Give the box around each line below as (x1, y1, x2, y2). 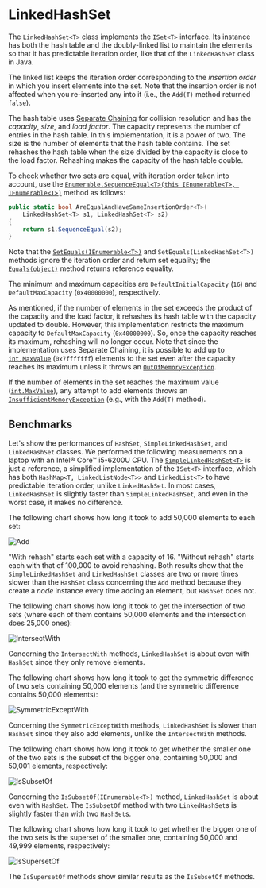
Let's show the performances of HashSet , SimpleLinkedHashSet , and (8, 438, 228, 448)
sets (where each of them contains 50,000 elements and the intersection (8, 610, 247, 620)
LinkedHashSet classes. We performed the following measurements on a (8, 447, 244, 457)
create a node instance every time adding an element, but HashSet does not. (8, 586, 256, 596)
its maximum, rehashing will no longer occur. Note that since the (8, 337, 218, 346)
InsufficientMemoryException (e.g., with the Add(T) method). (8, 395, 206, 404)
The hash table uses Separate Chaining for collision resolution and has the (8, 113, 252, 122)
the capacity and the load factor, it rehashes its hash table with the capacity (8, 311, 256, 321)
